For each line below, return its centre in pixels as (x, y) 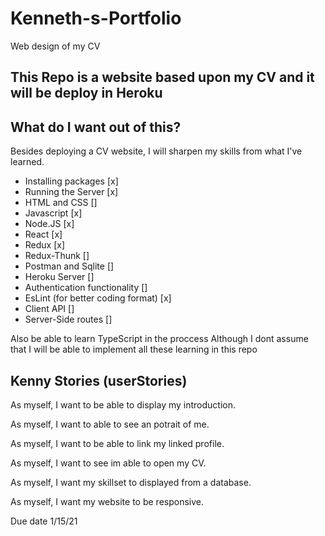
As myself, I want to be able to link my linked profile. (117, 443)
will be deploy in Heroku (86, 93)
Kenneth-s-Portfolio (96, 18)
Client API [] (49, 309)
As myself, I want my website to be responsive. (107, 501)
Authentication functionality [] (86, 288)
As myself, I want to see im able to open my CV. (108, 463)
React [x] (43, 234)
